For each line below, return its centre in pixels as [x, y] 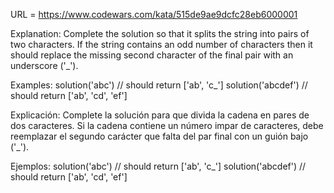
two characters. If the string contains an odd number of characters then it [161, 44]
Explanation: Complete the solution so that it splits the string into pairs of [160, 33]
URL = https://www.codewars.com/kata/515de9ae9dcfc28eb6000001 [154, 14]
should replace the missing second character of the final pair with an [152, 55]
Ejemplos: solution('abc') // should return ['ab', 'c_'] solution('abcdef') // [158, 166]
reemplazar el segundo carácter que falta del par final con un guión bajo [159, 136]
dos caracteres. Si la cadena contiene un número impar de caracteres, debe [167, 125]
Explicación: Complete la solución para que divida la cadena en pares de [160, 115]
